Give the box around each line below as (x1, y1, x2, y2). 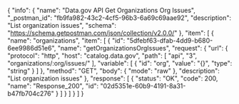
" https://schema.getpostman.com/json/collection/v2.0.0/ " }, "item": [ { (7, 28, 214, 37)
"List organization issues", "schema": (7, 21, 116, 29)
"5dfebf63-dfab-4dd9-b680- (126, 36, 213, 45)
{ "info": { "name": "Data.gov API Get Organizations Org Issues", (7, 6, 196, 14)
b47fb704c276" (7, 89, 55, 98)
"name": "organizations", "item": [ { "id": (7, 36, 126, 45)
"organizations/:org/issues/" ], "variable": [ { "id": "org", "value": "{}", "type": (7, 59, 233, 67)
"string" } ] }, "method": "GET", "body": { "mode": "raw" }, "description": (7, 67, 220, 75)
